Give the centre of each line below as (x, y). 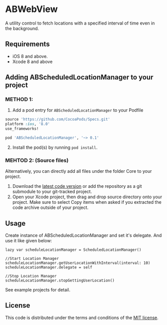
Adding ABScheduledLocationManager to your (79, 77)
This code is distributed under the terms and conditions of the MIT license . (82, 317)
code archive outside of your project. (50, 208)
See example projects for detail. (38, 290)
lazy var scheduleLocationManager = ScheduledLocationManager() (73, 250)
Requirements (27, 44)
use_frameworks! (22, 129)
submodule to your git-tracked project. (52, 192)
